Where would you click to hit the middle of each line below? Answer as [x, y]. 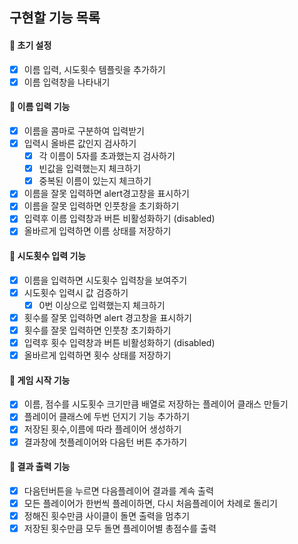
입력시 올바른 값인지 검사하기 [80, 143]
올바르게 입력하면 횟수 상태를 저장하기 [97, 355]
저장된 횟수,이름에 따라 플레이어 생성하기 [102, 429]
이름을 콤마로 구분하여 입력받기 [84, 130]
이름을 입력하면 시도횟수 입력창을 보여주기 [105, 280]
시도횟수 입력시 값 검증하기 [76, 292]
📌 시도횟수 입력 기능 [48, 256]
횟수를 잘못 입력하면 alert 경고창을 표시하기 [107, 317]
